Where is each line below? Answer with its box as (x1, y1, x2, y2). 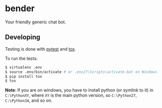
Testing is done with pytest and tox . (5, 46, 76, 52)
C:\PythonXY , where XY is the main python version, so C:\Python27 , (5, 92, 137, 98)
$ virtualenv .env (5, 65, 42, 70)
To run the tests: (5, 55, 38, 61)
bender (5, 3, 35, 14)
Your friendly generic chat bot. (5, 19, 66, 25)
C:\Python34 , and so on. (5, 98, 52, 104)
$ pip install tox (5, 74, 42, 79)
